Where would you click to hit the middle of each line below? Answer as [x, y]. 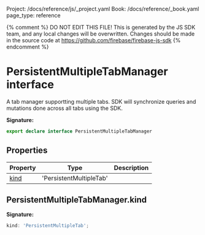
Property [23, 168]
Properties [27, 151]
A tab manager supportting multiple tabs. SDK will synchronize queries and [101, 101]
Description [131, 168]
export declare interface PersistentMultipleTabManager [79, 131]
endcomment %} [28, 47]
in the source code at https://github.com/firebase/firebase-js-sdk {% [94, 40]
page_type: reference [33, 15]
